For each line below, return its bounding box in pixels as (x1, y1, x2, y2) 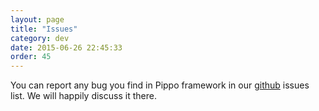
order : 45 (10, 52, 52, 62)
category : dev (10, 33, 70, 43)
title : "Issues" (10, 24, 78, 34)
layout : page (10, 14, 65, 25)
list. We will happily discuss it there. (10, 90, 157, 102)
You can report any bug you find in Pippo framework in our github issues (10, 79, 310, 91)
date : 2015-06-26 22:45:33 (10, 42, 123, 53)
